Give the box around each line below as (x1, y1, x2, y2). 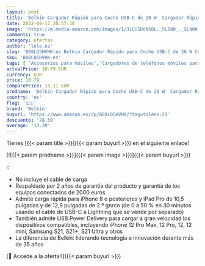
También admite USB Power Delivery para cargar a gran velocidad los (15, 215, 191, 222)
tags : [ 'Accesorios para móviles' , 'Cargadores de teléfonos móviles (6, 60, 187, 66)
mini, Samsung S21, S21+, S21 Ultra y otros (15, 227, 123, 235)
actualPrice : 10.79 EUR (6, 65, 67, 72)
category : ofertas (6, 37, 53, 43)
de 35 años (15, 241, 44, 248)
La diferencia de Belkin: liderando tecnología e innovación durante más (15, 234, 194, 242)
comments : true (6, 32, 45, 38)
